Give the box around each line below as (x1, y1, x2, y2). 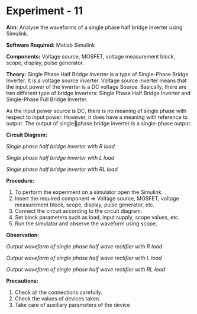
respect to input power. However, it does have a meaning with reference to (6, 114, 188, 121)
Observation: (6, 231, 40, 238)
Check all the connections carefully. (14, 289, 102, 296)
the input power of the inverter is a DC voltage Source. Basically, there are (6, 83, 187, 90)
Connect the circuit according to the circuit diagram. (14, 207, 143, 214)
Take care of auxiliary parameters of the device (14, 301, 130, 308)
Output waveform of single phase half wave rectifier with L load (6, 254, 162, 261)
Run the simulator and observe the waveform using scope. (14, 220, 158, 227)
